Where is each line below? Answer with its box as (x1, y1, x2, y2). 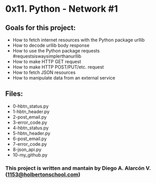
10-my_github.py (12, 151, 47, 158)
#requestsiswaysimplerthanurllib (12, 53, 82, 59)
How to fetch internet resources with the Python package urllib (12, 37, 145, 43)
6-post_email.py (12, 136, 47, 142)
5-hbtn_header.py (12, 130, 50, 136)
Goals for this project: (5, 23, 76, 32)
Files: (5, 90, 23, 98)
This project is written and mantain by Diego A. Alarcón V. (5, 164, 151, 171)
